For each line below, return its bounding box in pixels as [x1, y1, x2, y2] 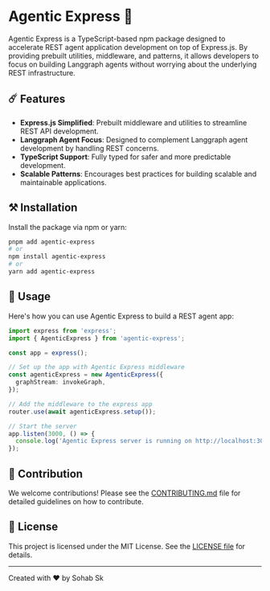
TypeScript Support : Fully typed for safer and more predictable [19, 152, 231, 162]
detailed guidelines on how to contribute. [8, 496, 144, 506]
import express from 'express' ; [8, 326, 117, 334]
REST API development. [19, 126, 99, 136]
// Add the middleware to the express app [8, 400, 153, 408]
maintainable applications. [19, 177, 107, 187]
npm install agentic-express [8, 252, 106, 261]
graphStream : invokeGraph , [15, 378, 106, 387]
